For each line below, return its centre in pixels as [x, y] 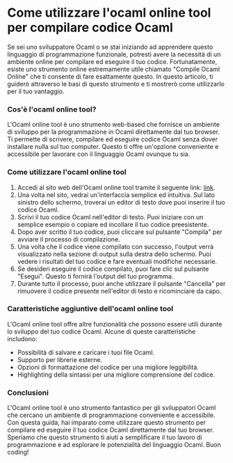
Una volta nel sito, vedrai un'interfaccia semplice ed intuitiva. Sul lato [116, 195]
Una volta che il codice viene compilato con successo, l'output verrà [115, 246]
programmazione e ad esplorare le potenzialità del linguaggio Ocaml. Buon [114, 445]
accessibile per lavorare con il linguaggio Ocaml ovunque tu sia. [99, 154]
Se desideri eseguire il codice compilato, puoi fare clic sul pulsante [113, 269]
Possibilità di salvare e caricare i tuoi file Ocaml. [86, 352]
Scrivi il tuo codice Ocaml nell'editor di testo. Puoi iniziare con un [110, 217]
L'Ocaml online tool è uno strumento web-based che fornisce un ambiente [114, 125]
